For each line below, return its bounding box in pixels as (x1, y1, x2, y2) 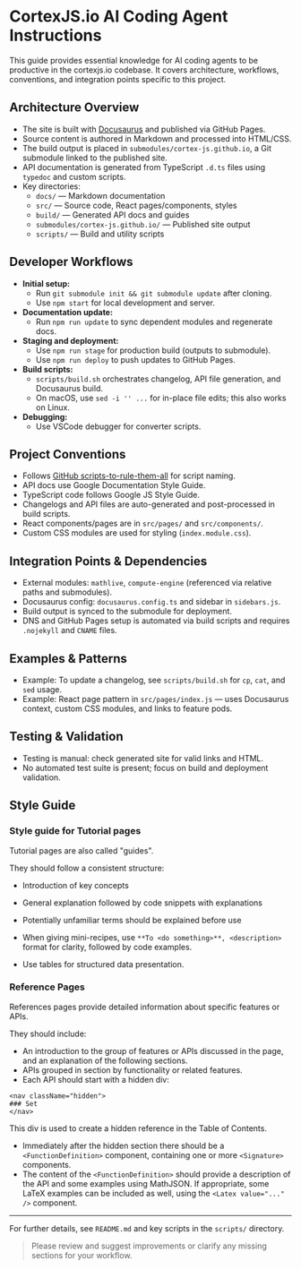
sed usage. (21, 684, 63, 695)
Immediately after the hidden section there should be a (21, 1140, 225, 1151)
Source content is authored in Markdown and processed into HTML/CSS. (21, 133, 292, 144)
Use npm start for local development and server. (35, 297, 216, 308)
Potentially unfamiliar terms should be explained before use (21, 914, 242, 925)
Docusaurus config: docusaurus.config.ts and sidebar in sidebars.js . (21, 596, 281, 607)
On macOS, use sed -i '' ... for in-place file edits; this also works (35, 392, 287, 403)
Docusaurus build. (35, 382, 104, 393)
